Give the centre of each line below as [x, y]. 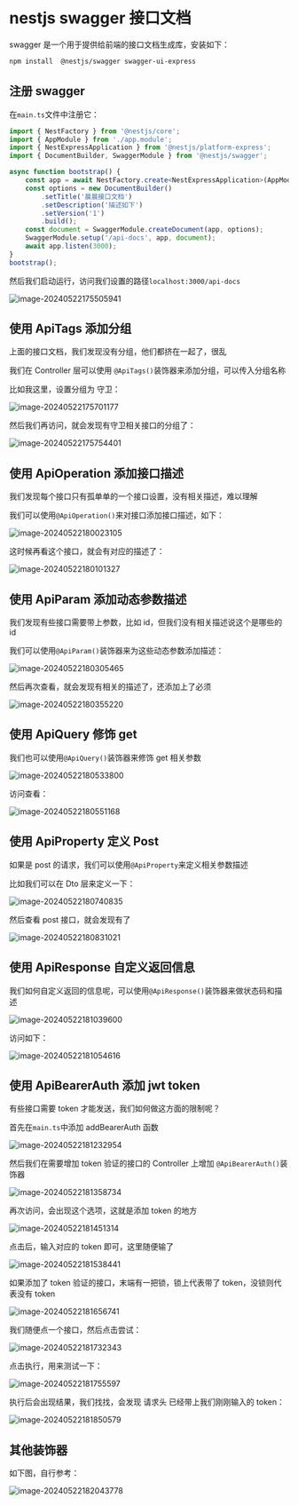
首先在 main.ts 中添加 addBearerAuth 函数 [84, 1128]
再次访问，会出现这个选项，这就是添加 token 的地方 [103, 1211]
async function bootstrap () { [65, 172]
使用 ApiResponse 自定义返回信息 [102, 967]
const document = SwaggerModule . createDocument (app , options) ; [145, 230]
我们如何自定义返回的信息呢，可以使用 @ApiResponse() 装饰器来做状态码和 [142, 990]
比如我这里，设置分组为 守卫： [65, 389]
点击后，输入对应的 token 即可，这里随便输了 [92, 1247]
